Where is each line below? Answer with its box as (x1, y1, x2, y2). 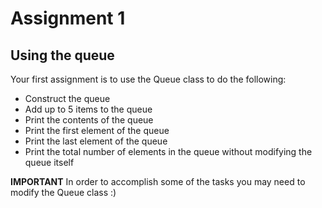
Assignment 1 (10, 7, 126, 30)
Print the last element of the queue (24, 135, 168, 147)
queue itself (24, 157, 75, 168)
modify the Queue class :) (10, 187, 117, 198)
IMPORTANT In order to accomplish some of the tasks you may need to (10, 176, 306, 187)
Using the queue (10, 47, 115, 64)
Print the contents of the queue (24, 114, 154, 126)
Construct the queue (24, 93, 111, 104)
